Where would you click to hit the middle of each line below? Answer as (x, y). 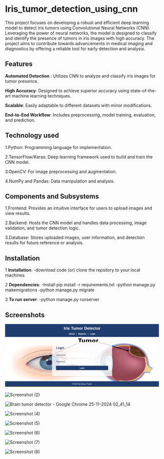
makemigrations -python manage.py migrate (50, 290)
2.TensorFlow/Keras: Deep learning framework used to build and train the (79, 157)
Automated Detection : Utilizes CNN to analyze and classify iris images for (81, 76)
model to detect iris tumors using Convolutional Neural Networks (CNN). (78, 27)
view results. (18, 213)
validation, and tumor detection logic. (42, 228)
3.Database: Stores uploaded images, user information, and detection (75, 238)
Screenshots (25, 315)
